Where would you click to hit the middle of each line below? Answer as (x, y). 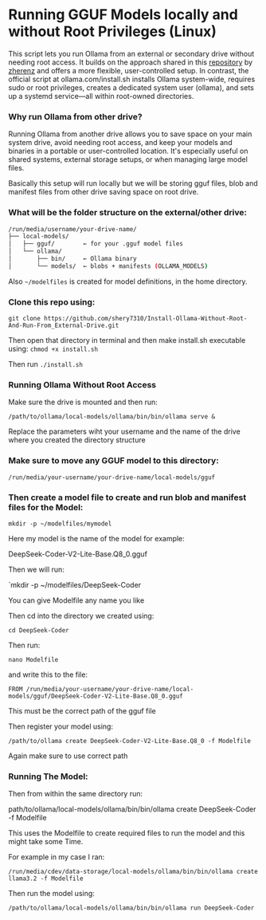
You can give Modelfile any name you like (76, 600)
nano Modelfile (33, 659)
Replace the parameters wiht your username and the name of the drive (124, 431)
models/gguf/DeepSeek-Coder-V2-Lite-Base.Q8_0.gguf (96, 696)
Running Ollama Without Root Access (82, 385)
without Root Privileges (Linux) (113, 31)
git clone (25, 319)
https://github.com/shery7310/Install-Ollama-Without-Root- (145, 319)
